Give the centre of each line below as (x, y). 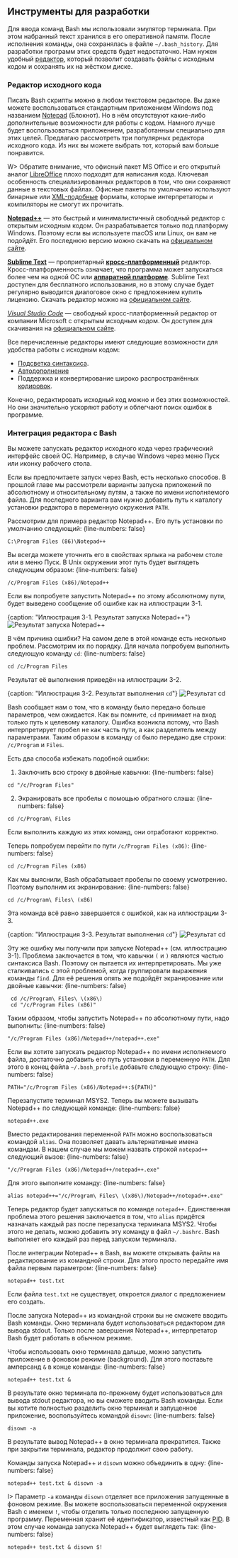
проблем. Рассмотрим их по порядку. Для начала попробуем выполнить (119, 646)
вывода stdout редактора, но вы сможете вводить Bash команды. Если (115, 1401)
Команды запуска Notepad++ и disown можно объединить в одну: (107, 1463)
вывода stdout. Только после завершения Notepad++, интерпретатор (112, 1330)
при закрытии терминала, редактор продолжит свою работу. (100, 1450)
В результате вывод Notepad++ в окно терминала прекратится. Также (114, 1442)
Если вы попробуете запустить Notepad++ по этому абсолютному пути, (117, 596)
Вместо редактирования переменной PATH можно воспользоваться (110, 1134)
